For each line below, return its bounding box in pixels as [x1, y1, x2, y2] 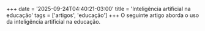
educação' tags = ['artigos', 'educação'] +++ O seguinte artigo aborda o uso [6, 12, 199, 19]
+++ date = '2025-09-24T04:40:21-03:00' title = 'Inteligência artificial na [6, 5, 191, 12]
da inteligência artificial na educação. [6, 18, 101, 25]
